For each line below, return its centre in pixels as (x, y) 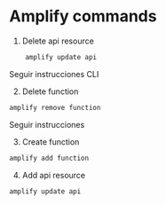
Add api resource (54, 175)
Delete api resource (58, 41)
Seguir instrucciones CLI (54, 74)
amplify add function (49, 158)
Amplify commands (83, 16)
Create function (51, 142)
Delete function (50, 91)
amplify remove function (55, 107)
